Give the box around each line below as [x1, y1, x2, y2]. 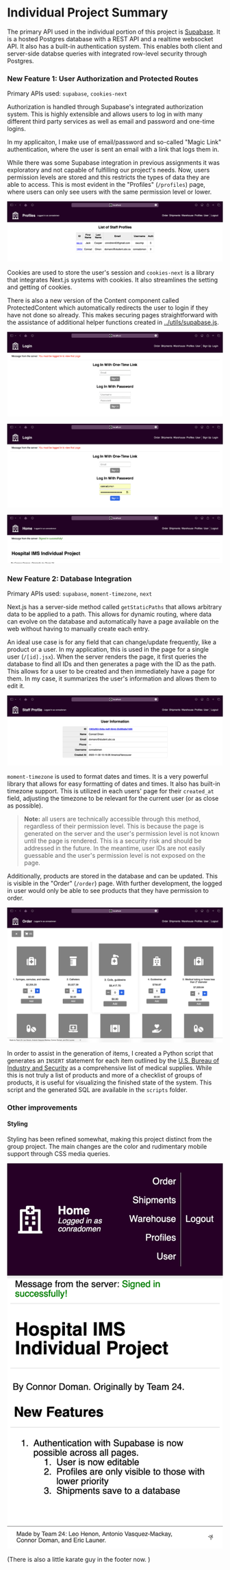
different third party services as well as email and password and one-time [7, 117, 215, 126]
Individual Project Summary [7, 5, 168, 21]
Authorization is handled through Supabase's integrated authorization [7, 103, 204, 111]
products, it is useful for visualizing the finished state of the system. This [7, 1078, 212, 1087]
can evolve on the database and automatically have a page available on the [7, 617, 219, 626]
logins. [7, 125, 26, 133]
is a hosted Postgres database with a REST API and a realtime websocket [7, 34, 214, 43]
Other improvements [7, 1102, 77, 1112]
